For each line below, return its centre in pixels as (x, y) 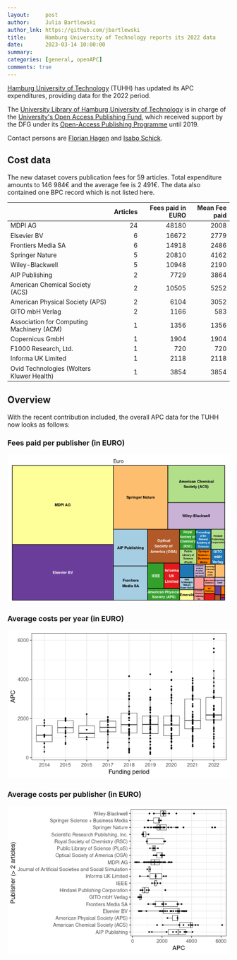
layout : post (33, 15)
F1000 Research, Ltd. (42, 349)
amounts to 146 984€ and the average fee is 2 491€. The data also (104, 184)
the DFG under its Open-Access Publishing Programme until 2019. (103, 124)
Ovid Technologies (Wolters (51, 368)
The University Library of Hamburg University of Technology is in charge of (117, 109)
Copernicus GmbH (37, 338)
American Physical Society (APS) (59, 302)
